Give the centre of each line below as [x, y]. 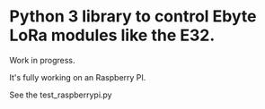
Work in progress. [42, 60]
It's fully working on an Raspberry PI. [78, 77]
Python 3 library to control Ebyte [133, 17]
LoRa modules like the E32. [112, 35]
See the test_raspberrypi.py [61, 95]
